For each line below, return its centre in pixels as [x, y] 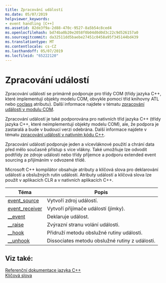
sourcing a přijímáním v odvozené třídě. [46, 160]
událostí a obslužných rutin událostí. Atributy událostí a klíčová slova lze [79, 175]
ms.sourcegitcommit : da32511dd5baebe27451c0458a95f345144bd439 [72, 38]
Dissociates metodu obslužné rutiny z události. [101, 241]
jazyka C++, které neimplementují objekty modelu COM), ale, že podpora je [82, 124]
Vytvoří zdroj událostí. [72, 201]
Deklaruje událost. [68, 217]
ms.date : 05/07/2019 [27, 14]
